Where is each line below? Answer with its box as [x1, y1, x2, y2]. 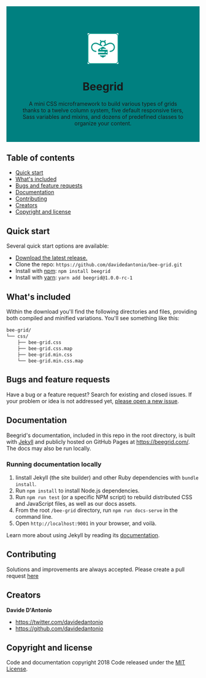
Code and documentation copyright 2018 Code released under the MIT [6, 659, 186, 666]
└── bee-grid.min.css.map [17, 358, 84, 365]
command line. [15, 513, 53, 521]
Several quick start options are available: [6, 242, 109, 250]
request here [6, 572, 39, 580]
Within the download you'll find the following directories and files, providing [6, 308, 197, 315]
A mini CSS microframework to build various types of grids [28, 100, 178, 107]
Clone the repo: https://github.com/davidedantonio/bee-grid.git [15, 261, 183, 268]
